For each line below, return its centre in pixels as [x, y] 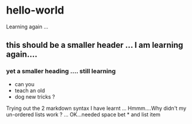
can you [24, 84]
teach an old [30, 90]
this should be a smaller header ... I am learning [95, 45]
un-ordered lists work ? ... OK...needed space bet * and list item [83, 114]
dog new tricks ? [35, 97]
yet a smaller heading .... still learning [61, 71]
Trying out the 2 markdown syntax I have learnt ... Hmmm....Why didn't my [96, 108]
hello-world [35, 10]
